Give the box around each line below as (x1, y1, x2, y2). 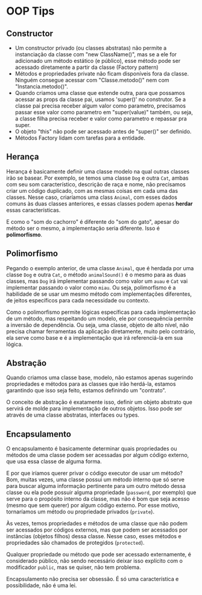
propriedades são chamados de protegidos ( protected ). (6, 539, 145, 547)
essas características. (6, 206, 61, 213)
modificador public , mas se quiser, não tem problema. (6, 564, 141, 571)
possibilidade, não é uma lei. (6, 582, 77, 589)
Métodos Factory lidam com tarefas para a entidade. (14, 134, 146, 141)
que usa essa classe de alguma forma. (6, 458, 102, 465)
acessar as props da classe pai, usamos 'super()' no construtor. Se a (14, 96, 186, 103)
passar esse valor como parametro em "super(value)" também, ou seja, (14, 109, 193, 115)
